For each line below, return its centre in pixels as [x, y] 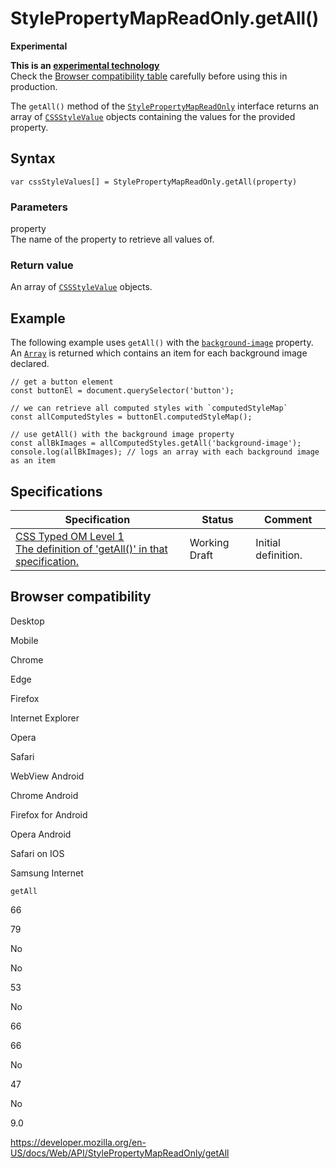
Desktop [27, 621]
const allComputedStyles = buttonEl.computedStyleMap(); [131, 417]
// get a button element [62, 382]
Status [217, 519]
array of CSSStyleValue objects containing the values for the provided [153, 116]
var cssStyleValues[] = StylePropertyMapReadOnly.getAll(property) [154, 182]
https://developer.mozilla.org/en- [78, 1142]
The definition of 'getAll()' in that [91, 549]
